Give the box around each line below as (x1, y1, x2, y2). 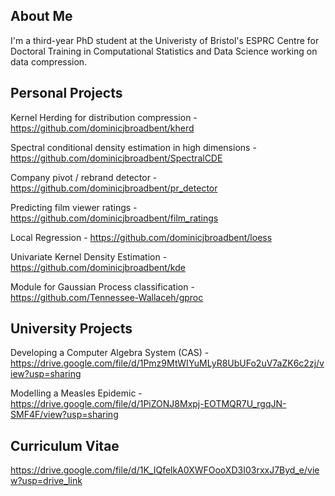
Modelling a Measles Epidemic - (10, 387, 143, 399)
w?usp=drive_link (10, 475, 83, 487)
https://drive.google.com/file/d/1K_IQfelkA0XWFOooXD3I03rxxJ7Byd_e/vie (10, 464, 320, 476)
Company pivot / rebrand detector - (10, 171, 158, 183)
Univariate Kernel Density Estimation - (10, 250, 168, 263)
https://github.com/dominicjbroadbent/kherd (10, 122, 195, 134)
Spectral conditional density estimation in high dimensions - (10, 141, 257, 153)
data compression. (10, 55, 88, 68)
